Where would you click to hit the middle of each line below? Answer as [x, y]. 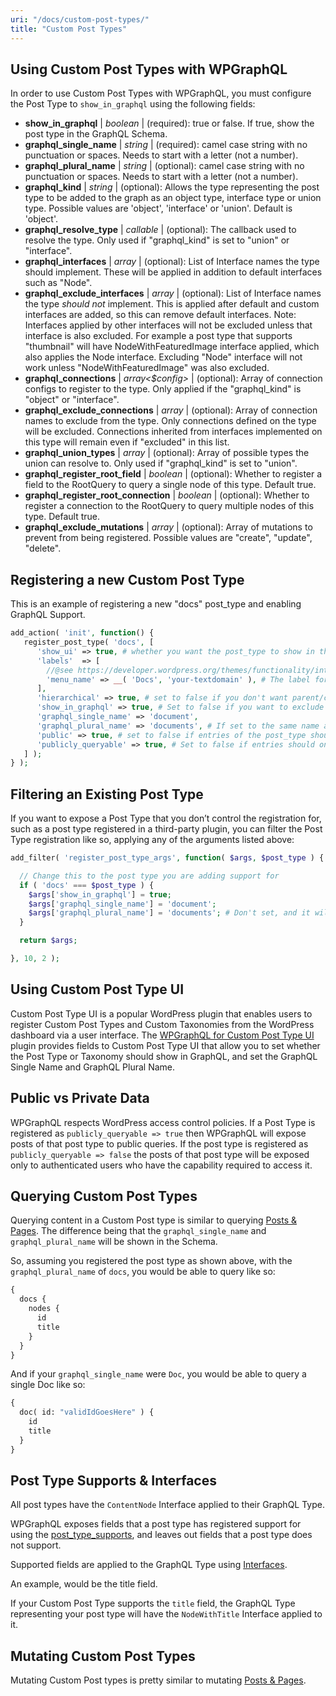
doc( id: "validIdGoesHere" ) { [87, 1412]
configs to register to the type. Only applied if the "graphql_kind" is [163, 389]
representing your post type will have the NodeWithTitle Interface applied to [166, 1614]
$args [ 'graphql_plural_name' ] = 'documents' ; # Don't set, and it [169, 913]
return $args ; [48, 941]
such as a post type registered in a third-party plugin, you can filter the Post [166, 829]
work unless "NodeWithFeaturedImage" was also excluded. [147, 368]
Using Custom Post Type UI [97, 989]
